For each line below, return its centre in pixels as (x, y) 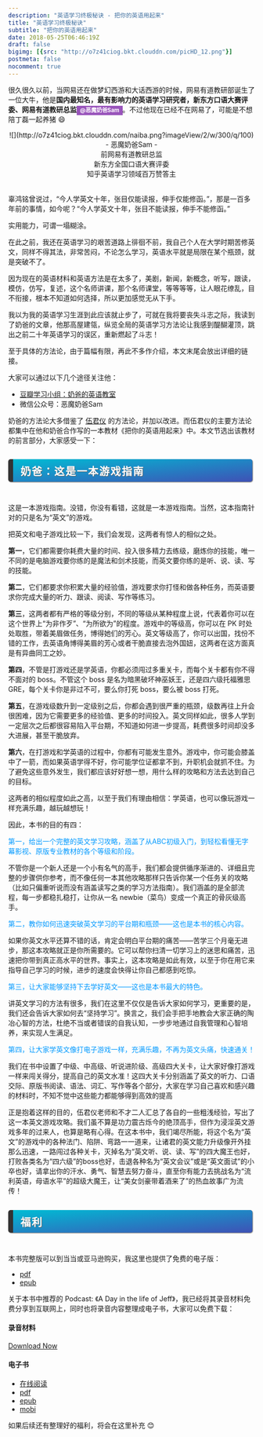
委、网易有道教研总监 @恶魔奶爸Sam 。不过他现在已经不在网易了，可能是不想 (130, 109)
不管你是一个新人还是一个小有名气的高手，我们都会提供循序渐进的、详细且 (128, 868)
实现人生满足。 (52, 1033)
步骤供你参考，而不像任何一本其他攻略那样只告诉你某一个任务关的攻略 (135, 878)
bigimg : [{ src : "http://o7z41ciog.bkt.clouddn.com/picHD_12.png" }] (121, 52)
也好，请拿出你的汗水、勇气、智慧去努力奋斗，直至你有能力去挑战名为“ (130, 1172)
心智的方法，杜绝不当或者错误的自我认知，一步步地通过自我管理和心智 (128, 1023)
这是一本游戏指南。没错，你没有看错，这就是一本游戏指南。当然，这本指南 (128, 508)
